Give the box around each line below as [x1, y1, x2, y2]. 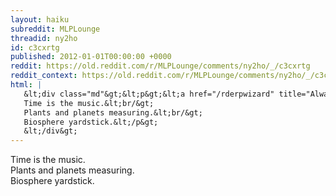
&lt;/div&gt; [23, 126, 78, 136]
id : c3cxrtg [10, 42, 60, 53]
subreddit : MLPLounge [10, 24, 101, 34]
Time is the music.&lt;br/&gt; [23, 98, 155, 108]
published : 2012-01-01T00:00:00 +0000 [10, 52, 172, 62]
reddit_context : [10, 71, 78, 81]
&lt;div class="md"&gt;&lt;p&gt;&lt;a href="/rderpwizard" [23, 89, 275, 99]
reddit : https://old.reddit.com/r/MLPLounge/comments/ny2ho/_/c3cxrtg [10, 61, 311, 71]
